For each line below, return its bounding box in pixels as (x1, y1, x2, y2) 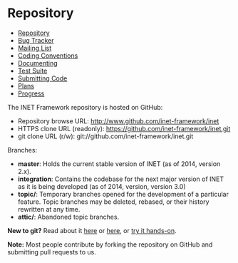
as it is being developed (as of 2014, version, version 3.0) (17, 182, 186, 190)
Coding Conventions (17, 51, 78, 60)
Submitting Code (17, 73, 68, 83)
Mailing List (17, 43, 52, 52)
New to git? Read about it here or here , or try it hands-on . (7, 226, 177, 234)
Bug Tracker (17, 36, 54, 44)
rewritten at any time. (17, 205, 81, 213)
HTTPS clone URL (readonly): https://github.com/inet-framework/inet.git (17, 124, 231, 133)
